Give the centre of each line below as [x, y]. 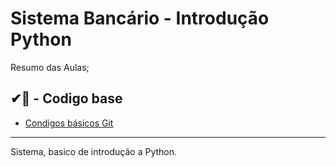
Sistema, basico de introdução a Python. [94, 151]
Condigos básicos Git [69, 123]
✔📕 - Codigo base [66, 98]
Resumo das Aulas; [50, 67]
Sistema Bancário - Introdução [140, 18]
